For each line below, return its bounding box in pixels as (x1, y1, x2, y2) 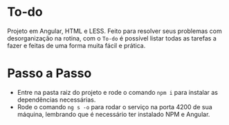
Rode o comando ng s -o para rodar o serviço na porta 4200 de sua (17, 102, 212, 111)
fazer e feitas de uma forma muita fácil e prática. (7, 41, 146, 49)
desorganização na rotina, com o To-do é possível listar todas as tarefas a (7, 34, 217, 42)
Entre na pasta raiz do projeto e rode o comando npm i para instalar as (17, 88, 218, 96)
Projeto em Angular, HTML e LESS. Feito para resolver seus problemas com (7, 27, 223, 35)
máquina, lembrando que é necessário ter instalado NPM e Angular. (17, 110, 210, 118)
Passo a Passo (7, 66, 92, 81)
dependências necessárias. (17, 95, 96, 104)
